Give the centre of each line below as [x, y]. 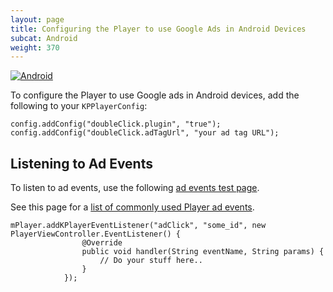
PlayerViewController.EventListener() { [96, 234]
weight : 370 [35, 47]
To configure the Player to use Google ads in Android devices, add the [155, 95]
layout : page [37, 19]
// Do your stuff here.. [151, 261]
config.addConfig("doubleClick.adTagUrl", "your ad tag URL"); [145, 133]
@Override [102, 243]
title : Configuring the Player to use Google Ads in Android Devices [158, 29]
